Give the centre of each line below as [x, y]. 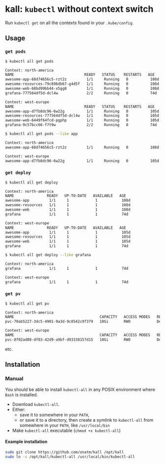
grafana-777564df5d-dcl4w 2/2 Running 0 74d [81, 93]
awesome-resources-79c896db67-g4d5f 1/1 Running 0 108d [82, 84]
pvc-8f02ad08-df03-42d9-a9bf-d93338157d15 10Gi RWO [68, 339]
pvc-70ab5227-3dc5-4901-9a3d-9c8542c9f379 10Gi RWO [68, 321]
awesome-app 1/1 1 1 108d [68, 201]
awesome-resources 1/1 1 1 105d [68, 237]
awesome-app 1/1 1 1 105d [68, 232]
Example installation [26, 442]
